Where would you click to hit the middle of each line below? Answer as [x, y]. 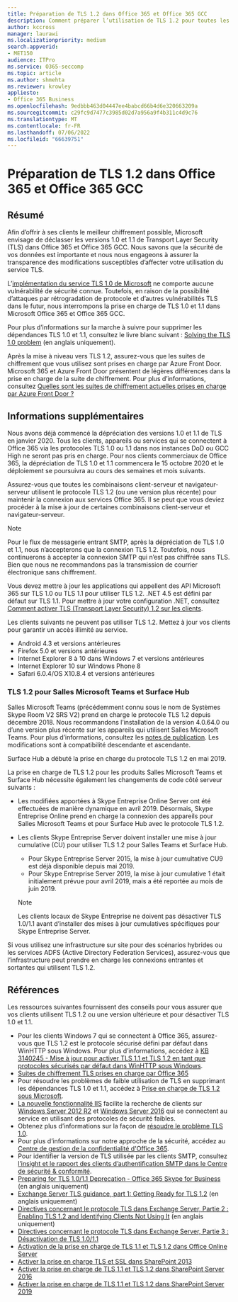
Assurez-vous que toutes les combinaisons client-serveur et [95, 485]
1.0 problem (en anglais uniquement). [61, 343]
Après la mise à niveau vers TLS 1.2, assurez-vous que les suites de [106, 356]
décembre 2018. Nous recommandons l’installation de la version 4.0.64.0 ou [118, 723]
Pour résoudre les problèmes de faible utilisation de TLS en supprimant [121, 1081]
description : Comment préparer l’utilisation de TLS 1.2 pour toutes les [119, 21]
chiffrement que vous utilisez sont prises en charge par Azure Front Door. [114, 364]
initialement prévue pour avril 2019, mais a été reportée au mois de [125, 881]
